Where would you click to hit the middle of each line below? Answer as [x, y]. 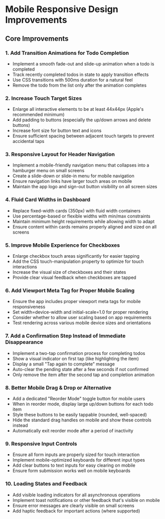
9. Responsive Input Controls [41, 443]
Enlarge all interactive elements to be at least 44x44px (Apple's [78, 109]
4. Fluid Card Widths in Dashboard [48, 200]
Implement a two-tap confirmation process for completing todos [79, 353]
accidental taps [28, 141]
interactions [25, 267]
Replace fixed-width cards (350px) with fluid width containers [76, 210]
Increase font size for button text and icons [57, 131]
